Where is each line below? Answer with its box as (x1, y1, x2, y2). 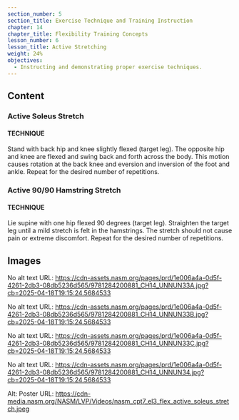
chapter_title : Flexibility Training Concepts (7, 30, 148, 38)
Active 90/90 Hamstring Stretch (7, 185, 121, 195)
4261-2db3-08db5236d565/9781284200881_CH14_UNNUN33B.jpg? (7, 310, 209, 319)
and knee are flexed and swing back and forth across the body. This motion (7, 153, 230, 161)
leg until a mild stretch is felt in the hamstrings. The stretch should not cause (7, 226, 233, 235)
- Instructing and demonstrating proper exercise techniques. (14, 63, 203, 71)
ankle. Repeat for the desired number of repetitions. (7, 168, 160, 176)
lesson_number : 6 (7, 37, 59, 44)
